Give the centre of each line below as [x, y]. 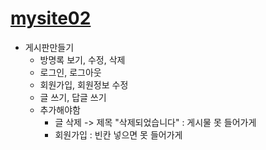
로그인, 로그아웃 [70, 72]
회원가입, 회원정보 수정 [84, 84]
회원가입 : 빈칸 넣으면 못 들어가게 [118, 134]
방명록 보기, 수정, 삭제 [82, 59]
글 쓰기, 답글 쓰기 [73, 97]
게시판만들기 [49, 47]
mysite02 [51, 18]
